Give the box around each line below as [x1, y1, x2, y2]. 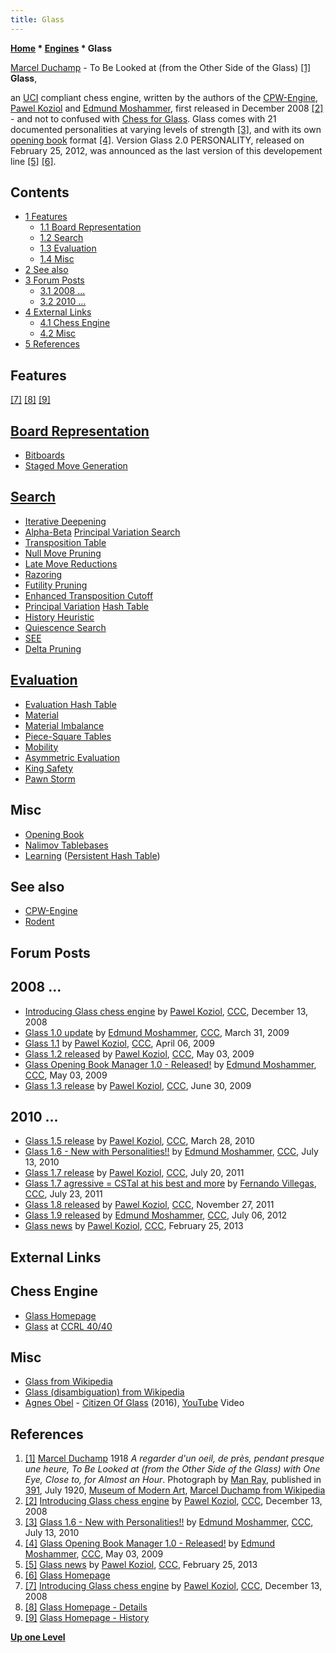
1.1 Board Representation [39, 221, 142, 233]
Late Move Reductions [24, 557, 118, 570]
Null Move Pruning [24, 547, 102, 559]
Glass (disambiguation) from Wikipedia [24, 1386, 185, 1398]
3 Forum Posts [24, 274, 85, 286]
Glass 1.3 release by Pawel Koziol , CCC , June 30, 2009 [24, 1079, 252, 1091]
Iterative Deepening [24, 515, 107, 527]
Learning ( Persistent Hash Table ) [24, 849, 161, 861]
